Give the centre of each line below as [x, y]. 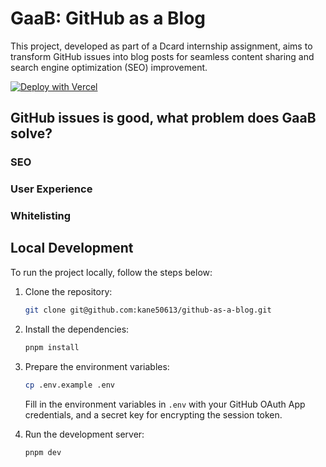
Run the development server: [84, 434]
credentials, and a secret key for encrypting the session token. [153, 414]
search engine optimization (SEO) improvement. [109, 67]
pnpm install [52, 347]
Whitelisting [41, 216]
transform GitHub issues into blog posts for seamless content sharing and [162, 56]
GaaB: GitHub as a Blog [108, 18]
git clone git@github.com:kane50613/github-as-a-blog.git [148, 310]
